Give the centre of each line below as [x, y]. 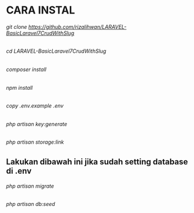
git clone [17, 26]
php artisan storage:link [35, 142]
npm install [19, 87]
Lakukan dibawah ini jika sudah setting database [97, 162]
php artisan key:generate [37, 124]
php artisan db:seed [31, 204]
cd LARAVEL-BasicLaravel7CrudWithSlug [56, 51]
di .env [19, 171]
